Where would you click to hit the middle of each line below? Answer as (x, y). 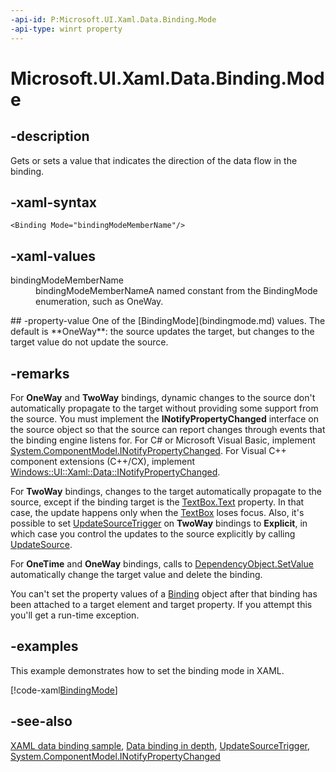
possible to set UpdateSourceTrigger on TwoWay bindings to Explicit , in (159, 523)
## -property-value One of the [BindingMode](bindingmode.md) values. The (168, 321)
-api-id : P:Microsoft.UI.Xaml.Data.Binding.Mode (113, 19)
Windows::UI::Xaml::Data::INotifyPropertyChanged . (115, 472)
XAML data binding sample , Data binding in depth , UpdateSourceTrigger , (160, 745)
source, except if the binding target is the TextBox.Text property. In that (157, 502)
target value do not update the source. (89, 342)
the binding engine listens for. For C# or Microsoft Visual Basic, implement (163, 440)
